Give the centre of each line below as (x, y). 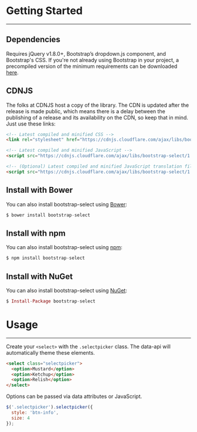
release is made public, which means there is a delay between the (86, 111)
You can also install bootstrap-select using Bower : (67, 204)
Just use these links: (31, 124)
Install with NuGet (40, 276)
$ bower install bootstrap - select (48, 215)
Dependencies (33, 40)
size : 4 (21, 418)
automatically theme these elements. (50, 352)
